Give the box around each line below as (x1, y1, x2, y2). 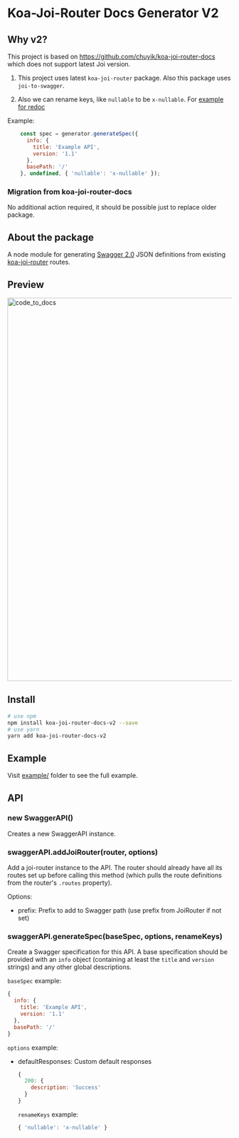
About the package (7, 231, 94, 243)
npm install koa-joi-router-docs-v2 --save (7, 719, 139, 727)
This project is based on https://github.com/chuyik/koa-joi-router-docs (7, 52, 216, 61)
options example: (7, 1043, 58, 1052)
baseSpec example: (7, 977, 62, 985)
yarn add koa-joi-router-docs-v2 (7, 732, 107, 739)
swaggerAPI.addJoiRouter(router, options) (7, 847, 159, 857)
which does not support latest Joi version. (7, 60, 131, 68)
